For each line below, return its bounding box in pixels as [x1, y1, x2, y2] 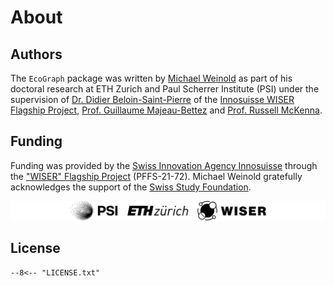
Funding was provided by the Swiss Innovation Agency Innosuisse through [10, 159, 318, 171]
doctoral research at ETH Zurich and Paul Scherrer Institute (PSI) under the [10, 83, 320, 95]
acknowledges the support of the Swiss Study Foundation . [10, 181, 252, 193]
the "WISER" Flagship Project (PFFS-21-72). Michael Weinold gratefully [10, 170, 303, 182]
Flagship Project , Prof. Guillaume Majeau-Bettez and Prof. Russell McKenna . [10, 104, 323, 116]
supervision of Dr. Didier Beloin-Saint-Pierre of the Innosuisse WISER [10, 94, 295, 105]
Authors [10, 46, 63, 63]
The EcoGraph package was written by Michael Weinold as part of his [10, 72, 293, 84]
